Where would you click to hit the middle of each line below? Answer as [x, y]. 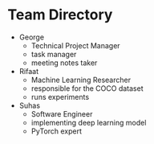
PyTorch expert [56, 131]
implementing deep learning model [89, 122]
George [32, 37]
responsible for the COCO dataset [87, 88]
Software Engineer [62, 113]
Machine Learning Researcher [81, 80]
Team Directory [60, 15]
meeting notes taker [64, 63]
